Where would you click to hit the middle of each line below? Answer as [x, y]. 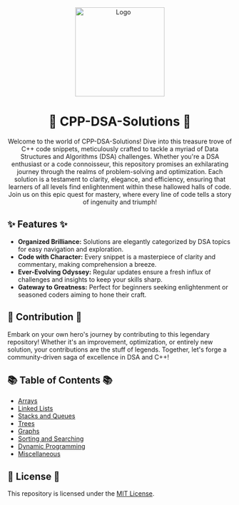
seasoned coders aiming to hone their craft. [82, 295]
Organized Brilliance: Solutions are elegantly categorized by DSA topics [124, 241]
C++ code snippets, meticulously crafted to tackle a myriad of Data [120, 148]
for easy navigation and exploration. [71, 249]
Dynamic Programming [51, 447]
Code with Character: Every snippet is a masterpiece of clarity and [117, 257]
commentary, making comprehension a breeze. [87, 264]
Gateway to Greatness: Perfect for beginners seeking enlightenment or [123, 287]
